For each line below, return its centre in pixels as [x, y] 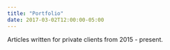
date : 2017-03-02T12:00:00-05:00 [56, 20]
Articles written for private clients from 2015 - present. [85, 39]
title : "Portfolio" [36, 13]
